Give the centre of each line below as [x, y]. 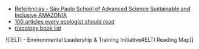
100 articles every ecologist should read [64, 21]
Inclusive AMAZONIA [41, 15]
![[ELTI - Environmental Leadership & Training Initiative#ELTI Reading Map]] [99, 40]
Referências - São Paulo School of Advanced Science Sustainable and [102, 9]
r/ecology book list [38, 28]
